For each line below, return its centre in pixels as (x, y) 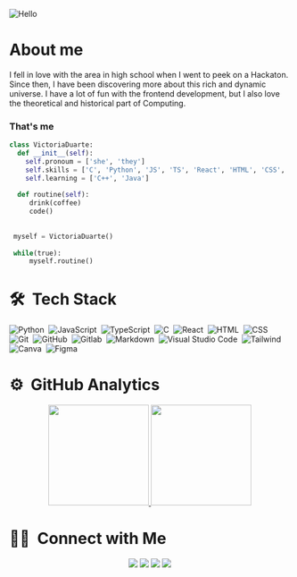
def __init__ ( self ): (55, 153)
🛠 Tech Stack (63, 299)
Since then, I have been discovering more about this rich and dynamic (138, 84)
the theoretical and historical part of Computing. (98, 103)
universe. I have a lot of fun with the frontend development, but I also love (145, 93)
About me (46, 50)
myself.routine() (61, 261)
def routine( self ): (54, 195)
